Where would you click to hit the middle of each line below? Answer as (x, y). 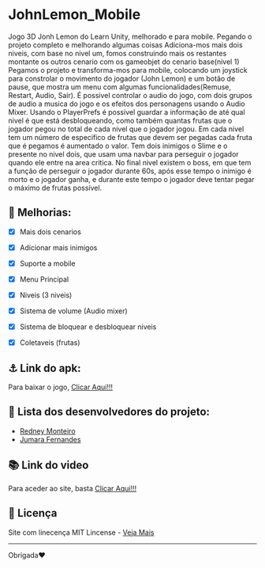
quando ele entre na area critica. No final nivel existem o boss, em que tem (130, 162)
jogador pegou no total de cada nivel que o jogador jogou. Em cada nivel (126, 129)
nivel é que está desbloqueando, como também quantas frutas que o (120, 120)
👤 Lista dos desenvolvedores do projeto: (109, 412)
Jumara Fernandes (50, 439)
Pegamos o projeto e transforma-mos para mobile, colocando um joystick (128, 70)
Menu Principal (44, 279)
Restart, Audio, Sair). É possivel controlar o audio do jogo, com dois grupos (130, 95)
